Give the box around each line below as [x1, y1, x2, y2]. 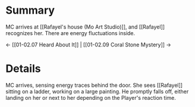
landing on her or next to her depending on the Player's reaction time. [5, 94, 176, 101]
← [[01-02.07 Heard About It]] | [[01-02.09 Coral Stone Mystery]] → [5, 41, 172, 48]
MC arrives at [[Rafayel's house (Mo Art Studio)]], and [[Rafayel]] [5, 23, 165, 30]
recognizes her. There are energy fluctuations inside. [5, 29, 136, 36]
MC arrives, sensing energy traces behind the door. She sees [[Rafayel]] [5, 81, 183, 89]
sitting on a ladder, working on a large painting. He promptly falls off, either [5, 87, 189, 95]
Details [5, 62, 41, 75]
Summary [5, 4, 55, 17]
